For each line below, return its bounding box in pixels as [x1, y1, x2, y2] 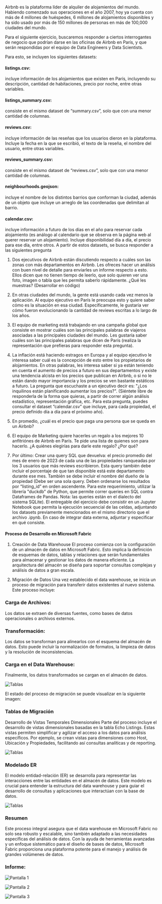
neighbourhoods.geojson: [5, 184, 59, 189]
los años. [12, 313, 30, 319]
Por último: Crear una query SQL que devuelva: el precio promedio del [12, 453, 152, 459]
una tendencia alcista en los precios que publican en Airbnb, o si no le [12, 373, 152, 378]
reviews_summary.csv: [5, 156, 53, 162]
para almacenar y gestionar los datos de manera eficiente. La [12, 557, 134, 563]
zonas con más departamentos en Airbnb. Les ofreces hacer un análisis [12, 262, 156, 268]
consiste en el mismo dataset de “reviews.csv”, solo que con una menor [5, 167, 148, 173]
